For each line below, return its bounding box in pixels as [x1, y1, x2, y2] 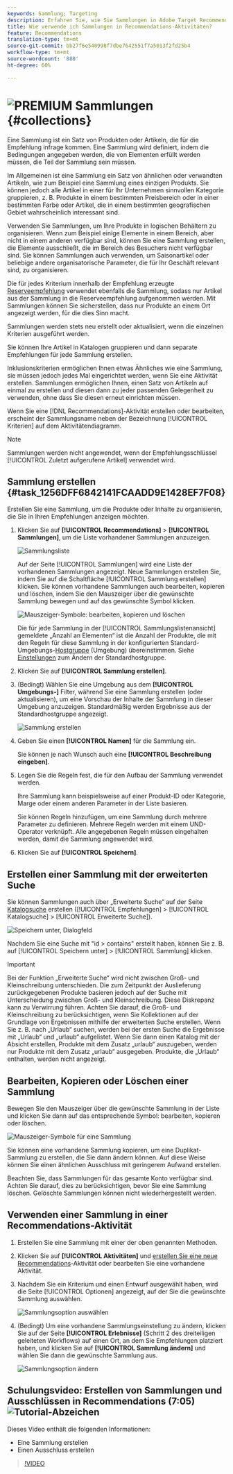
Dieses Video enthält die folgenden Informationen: [7, 1425, 151, 1433]
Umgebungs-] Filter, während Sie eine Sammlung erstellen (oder [17, 688, 203, 696]
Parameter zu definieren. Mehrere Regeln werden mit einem [17, 820, 189, 828]
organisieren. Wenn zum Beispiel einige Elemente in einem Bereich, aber [7, 228, 214, 237]
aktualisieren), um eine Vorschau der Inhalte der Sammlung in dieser [17, 695, 213, 703]
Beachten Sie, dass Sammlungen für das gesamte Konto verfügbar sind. [7, 1174, 214, 1182]
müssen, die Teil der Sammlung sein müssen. [7, 158, 137, 166]
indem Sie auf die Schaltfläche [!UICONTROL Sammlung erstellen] [17, 575, 207, 583]
